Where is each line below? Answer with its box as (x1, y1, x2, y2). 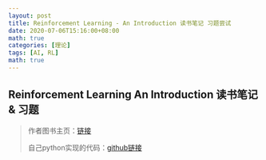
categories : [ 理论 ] (8, 42, 71, 50)
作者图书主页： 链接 (27, 126, 92, 135)
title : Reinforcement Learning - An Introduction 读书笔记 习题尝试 (8, 19, 232, 27)
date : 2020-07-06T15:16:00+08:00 (8, 26, 120, 34)
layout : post (8, 11, 52, 20)
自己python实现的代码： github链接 (27, 142, 142, 152)
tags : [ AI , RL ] (8, 49, 59, 57)
